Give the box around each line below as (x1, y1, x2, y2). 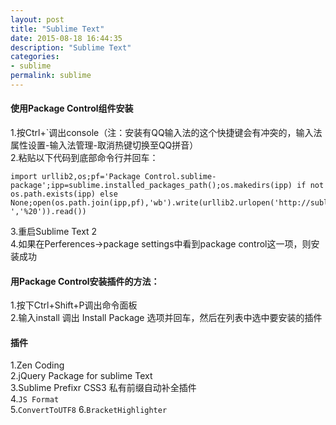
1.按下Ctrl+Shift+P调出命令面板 (10, 299, 138, 311)
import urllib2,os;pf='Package (10, 172, 141, 182)
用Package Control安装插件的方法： (10, 275, 160, 287)
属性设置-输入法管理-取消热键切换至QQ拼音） (10, 139, 199, 151)
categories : (10, 52, 60, 62)
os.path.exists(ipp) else (10, 189, 118, 200)
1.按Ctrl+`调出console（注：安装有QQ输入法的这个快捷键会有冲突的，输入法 (10, 127, 323, 139)
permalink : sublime (10, 71, 92, 81)
